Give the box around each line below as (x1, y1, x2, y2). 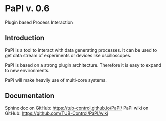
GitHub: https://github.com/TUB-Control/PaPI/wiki (5, 110, 108, 116)
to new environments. (5, 67, 50, 73)
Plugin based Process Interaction (5, 19, 73, 25)
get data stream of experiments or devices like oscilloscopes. (5, 52, 131, 58)
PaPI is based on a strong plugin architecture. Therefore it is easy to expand (5, 62, 161, 68)
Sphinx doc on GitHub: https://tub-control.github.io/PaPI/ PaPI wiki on (5, 105, 149, 111)
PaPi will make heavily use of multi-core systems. (5, 77, 107, 83)
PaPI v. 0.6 (5, 3, 50, 14)
